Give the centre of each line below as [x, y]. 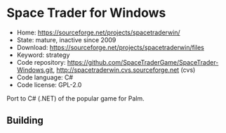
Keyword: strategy [43, 55]
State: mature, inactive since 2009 [66, 39]
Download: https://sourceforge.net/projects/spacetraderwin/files [111, 47]
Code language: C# [45, 77]
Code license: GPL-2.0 [49, 84]
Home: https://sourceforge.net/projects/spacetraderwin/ [98, 32]
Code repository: [41, 62]
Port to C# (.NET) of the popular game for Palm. [75, 98]
